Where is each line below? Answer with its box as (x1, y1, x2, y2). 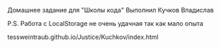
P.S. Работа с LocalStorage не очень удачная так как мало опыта (7, 19, 204, 27)
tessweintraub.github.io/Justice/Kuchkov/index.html (7, 33, 159, 41)
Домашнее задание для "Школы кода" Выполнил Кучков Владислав (7, 6, 214, 14)
